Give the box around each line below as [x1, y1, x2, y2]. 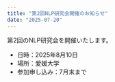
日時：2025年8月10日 [16, 51, 79, 59]
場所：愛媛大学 [16, 59, 60, 67]
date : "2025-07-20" [7, 16, 63, 23]
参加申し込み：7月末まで [16, 68, 87, 76]
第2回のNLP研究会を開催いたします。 [7, 36, 112, 44]
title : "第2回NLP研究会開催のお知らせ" [7, 10, 108, 17]
